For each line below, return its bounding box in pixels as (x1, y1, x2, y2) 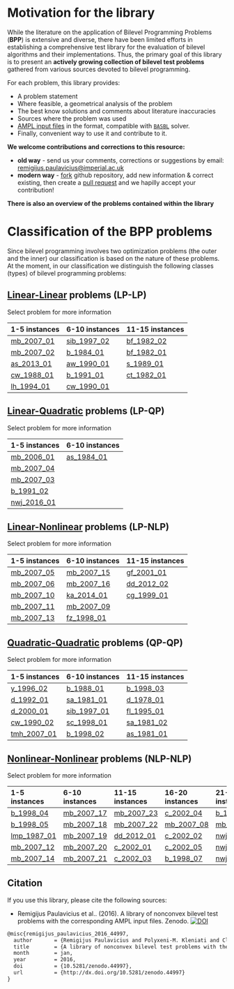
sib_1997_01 (65, 707, 110, 716)
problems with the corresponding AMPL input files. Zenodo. (17, 916, 189, 925)
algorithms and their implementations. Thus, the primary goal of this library (7, 50, 222, 59)
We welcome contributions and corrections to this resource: (7, 142, 185, 151)
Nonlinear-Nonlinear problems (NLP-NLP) (7, 753, 192, 764)
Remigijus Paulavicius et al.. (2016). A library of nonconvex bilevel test (17, 909, 218, 918)
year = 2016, (13, 956, 77, 963)
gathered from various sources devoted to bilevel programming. (7, 65, 191, 73)
